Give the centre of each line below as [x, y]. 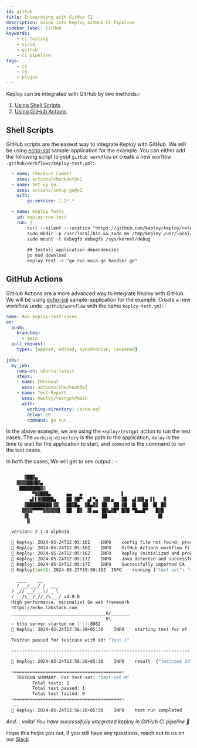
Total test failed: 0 [58, 694]
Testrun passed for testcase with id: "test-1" [71, 640]
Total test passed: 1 [58, 689]
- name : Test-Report [42, 393]
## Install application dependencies [73, 250]
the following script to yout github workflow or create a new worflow [89, 156]
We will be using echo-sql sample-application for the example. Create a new [98, 299]
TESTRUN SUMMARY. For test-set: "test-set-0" [73, 677]
